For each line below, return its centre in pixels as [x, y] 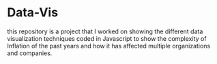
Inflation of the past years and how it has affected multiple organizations [109, 46]
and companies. [30, 53]
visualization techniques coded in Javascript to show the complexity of [107, 38]
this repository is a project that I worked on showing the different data [105, 31]
